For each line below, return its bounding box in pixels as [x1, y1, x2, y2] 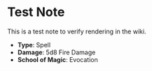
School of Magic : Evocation [17, 55, 98, 63]
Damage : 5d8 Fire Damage [17, 48, 96, 56]
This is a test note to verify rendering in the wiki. [7, 27, 146, 35]
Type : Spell [17, 40, 51, 49]
